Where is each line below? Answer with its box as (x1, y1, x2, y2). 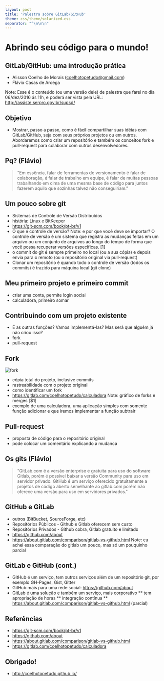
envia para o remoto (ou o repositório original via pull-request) (12, 254, 138, 260)
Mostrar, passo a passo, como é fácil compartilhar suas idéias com (12, 127, 147, 133)
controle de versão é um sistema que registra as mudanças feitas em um (12, 234, 159, 239)
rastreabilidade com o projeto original (12, 382, 88, 388)
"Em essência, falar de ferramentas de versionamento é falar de (17, 170, 146, 176)
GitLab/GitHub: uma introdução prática (5, 61, 126, 70)
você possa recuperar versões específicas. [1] (12, 244, 105, 250)
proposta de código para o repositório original (12, 435, 105, 441)
